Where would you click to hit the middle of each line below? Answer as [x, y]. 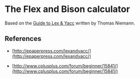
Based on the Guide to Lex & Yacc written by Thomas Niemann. [70, 23]
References [23, 39]
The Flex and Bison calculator [67, 9]
